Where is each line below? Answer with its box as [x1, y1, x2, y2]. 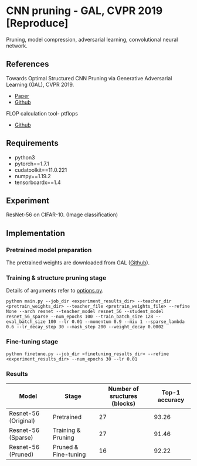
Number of [108, 385, 139, 393]
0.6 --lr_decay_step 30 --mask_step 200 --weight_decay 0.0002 [6, 324, 164, 330]
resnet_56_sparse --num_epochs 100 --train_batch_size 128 [6, 314, 154, 320]
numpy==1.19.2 [14, 172, 51, 179]
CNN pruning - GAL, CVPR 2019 [6, 4, 163, 18]
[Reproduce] [6, 16, 69, 30]
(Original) [9, 416, 35, 424]
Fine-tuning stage [6, 338, 59, 346]
